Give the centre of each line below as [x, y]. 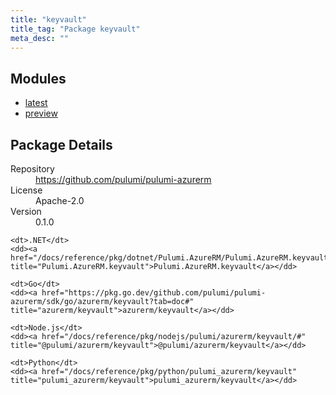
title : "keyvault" [48, 19]
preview [41, 113]
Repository [32, 169]
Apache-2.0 [60, 200]
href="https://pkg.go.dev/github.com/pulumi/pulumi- [154, 293]
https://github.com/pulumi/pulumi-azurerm [123, 179]
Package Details [61, 144]
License [26, 190]
